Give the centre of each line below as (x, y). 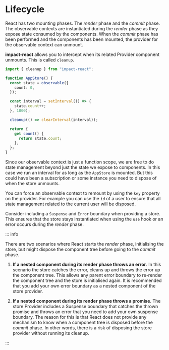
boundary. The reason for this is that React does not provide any (79, 317)
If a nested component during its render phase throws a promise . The (87, 301)
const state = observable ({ (39, 83)
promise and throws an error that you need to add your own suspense (85, 312)
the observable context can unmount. (44, 44)
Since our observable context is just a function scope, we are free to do (80, 162)
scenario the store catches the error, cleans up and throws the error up (86, 270)
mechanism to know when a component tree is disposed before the (82, 323)
